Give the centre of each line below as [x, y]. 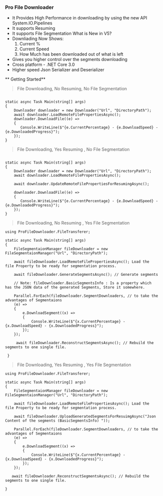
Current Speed [34, 49]
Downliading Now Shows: [38, 39]
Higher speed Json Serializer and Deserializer [58, 70]
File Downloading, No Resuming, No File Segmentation [72, 89]
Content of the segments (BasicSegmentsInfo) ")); [58, 421]
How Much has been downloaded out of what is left [71, 54]
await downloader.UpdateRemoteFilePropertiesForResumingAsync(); [82, 184]
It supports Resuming [33, 28]
